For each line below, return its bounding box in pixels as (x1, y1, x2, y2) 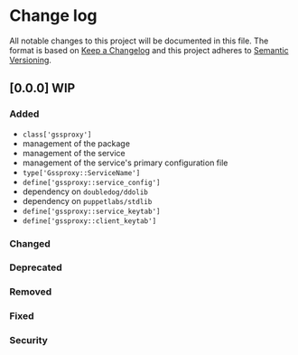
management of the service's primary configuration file (22, 157, 228, 168)
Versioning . (9, 54, 52, 65)
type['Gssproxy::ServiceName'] (22, 168, 141, 177)
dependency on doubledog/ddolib (22, 186, 149, 197)
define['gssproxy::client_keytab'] (22, 216, 157, 226)
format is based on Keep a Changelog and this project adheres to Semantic (9, 44, 289, 55)
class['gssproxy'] (22, 130, 92, 139)
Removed (9, 285, 52, 298)
